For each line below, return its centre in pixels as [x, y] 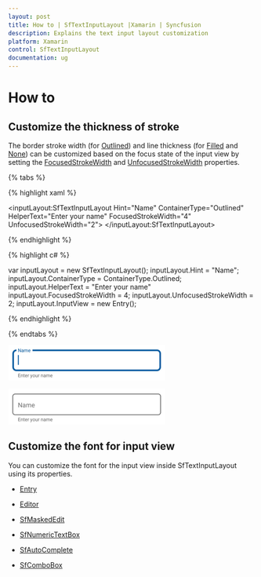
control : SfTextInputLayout [54, 50]
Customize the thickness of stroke [94, 127]
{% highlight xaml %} [42, 193]
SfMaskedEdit [42, 519]
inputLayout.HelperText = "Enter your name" [80, 287]
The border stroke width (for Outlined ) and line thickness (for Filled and [123, 146]
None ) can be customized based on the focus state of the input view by [124, 154]
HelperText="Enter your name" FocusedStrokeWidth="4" [100, 216]
